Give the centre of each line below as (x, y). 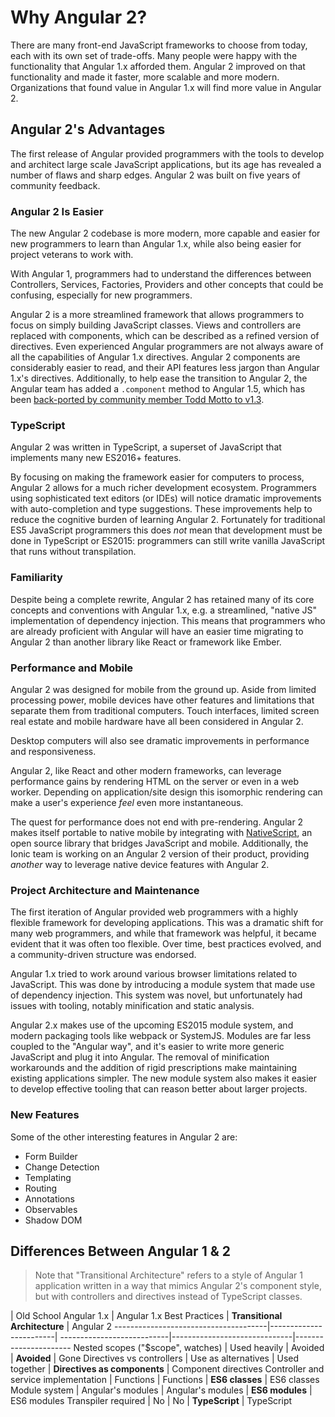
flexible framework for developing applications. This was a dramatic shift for (167, 923)
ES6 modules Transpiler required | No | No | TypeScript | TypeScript (151, 1401)
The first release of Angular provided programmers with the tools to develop (167, 153)
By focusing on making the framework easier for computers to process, (157, 477)
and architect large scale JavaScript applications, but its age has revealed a (166, 164)
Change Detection (62, 1167)
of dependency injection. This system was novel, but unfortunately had (156, 995)
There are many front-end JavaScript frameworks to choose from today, (159, 45)
